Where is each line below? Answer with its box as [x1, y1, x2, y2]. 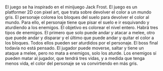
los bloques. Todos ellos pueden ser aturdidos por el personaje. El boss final [5, 40, 158, 45]
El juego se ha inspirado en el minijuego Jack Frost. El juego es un [5, 4, 138, 10]
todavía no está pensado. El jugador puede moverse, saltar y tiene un [5, 45, 144, 51]
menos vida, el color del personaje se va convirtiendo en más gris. [5, 60, 138, 66]
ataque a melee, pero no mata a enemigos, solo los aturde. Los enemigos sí [5, 50, 157, 56]
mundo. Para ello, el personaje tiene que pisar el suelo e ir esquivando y [5, 19, 149, 25]
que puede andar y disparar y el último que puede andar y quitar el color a [5, 35, 154, 41]
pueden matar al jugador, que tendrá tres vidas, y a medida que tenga [5, 56, 145, 61]
